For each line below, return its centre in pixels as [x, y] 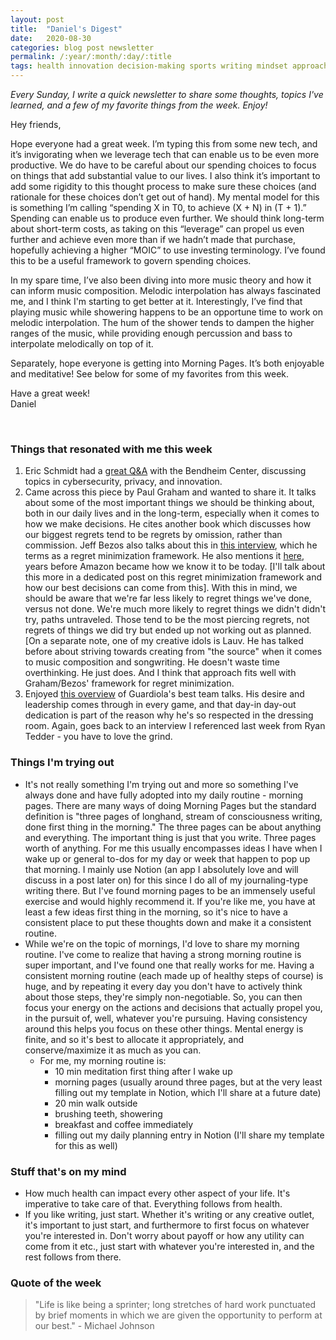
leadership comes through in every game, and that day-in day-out [160, 705]
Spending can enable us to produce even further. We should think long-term [167, 218]
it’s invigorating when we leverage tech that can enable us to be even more [165, 154]
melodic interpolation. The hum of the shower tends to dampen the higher [162, 322]
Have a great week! [50, 393]
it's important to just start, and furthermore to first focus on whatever [167, 1225]
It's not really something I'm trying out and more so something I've [161, 784]
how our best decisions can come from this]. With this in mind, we [161, 588]
